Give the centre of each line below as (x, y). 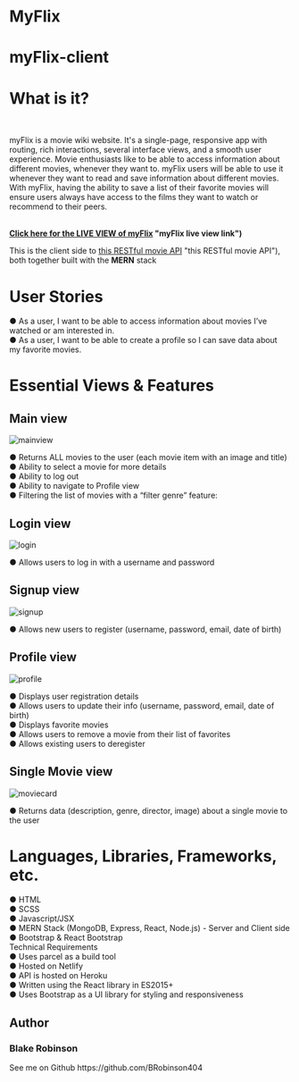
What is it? (50, 98)
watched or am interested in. (62, 331)
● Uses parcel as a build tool (62, 957)
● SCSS (25, 910)
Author (29, 1023)
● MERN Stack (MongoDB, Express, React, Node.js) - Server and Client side (149, 928)
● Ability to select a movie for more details (88, 467)
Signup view (45, 590)
